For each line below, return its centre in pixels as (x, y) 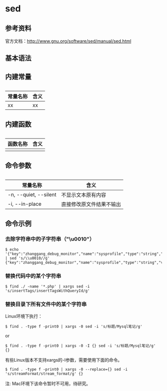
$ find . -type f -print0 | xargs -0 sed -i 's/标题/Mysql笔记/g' (74, 326)
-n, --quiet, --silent (32, 195)
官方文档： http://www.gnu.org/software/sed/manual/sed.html (68, 41)
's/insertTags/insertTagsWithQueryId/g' (48, 291)
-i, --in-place (25, 204)
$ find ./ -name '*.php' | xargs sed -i (48, 287)
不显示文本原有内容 (84, 195)
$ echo (12, 250)
